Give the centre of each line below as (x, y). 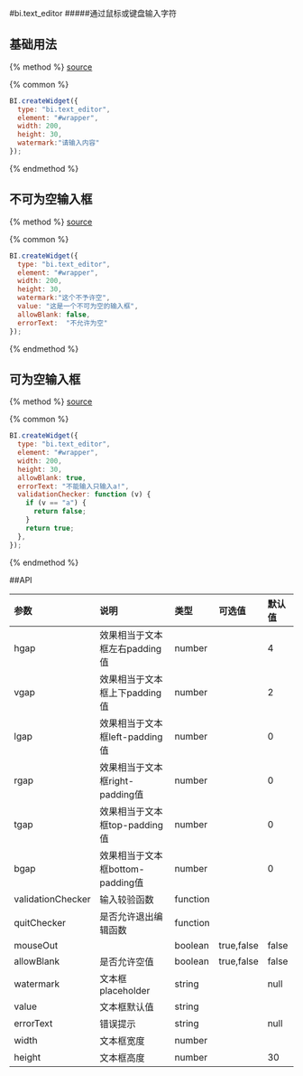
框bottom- (122, 869)
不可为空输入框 (51, 199)
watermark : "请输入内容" (59, 143)
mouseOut (36, 945)
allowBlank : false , (54, 315)
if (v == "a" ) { (56, 503)
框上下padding (130, 693)
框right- (116, 780)
